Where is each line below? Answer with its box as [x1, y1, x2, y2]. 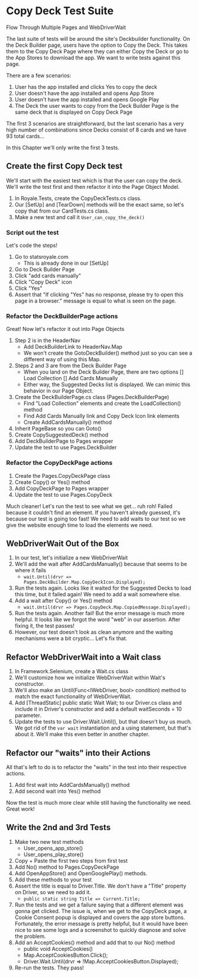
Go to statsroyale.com [14, 253, 69, 261]
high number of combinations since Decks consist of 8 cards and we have [6, 126, 187, 133]
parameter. [14, 712, 41, 719]
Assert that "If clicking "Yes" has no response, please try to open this [14, 291, 184, 298]
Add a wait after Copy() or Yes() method [14, 597, 112, 605]
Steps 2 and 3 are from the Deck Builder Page [14, 362, 127, 369]
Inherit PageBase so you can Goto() [14, 425, 102, 432]
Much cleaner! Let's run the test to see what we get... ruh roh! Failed [6, 502, 173, 510]
